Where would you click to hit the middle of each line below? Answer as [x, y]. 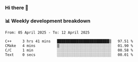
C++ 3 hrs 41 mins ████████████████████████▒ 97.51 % [69, 41]
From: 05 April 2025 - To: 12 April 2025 [47, 33]
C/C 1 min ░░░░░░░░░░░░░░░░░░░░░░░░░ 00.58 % [69, 50]
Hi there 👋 [17, 8]
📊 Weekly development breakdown [48, 21]
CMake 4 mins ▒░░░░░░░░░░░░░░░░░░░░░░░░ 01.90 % [69, 46]
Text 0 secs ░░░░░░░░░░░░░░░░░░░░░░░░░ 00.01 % [69, 55]
